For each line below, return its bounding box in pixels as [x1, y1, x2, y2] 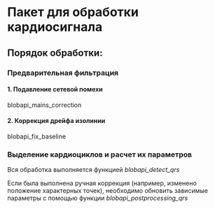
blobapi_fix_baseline [7, 132, 67, 140]
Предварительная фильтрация [7, 68, 119, 78]
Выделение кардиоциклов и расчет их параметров [7, 150, 193, 159]
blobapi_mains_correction [7, 101, 82, 109]
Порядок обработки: [7, 47, 103, 59]
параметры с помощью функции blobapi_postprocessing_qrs [7, 194, 188, 203]
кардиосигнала [7, 19, 103, 35]
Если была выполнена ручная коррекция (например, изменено [7, 179, 197, 187]
